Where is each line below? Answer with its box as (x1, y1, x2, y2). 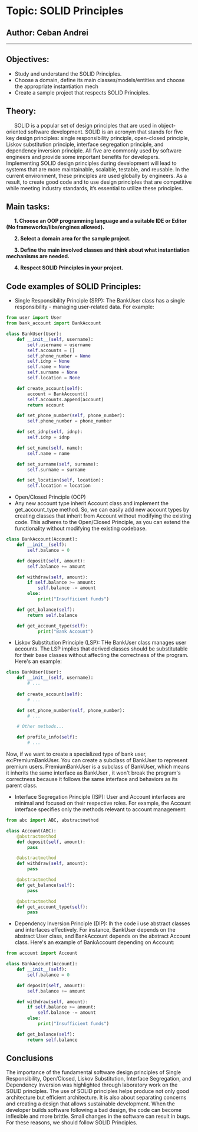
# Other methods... (16, 724, 65, 730)
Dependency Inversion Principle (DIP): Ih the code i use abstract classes (14, 920, 190, 927)
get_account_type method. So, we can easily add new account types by (14, 506, 190, 513)
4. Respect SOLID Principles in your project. (14, 264, 124, 271)
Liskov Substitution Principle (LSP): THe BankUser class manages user (14, 639, 187, 646)
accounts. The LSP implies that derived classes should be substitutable (14, 645, 188, 652)
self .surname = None (27, 369, 78, 376)
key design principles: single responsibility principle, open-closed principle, (6, 134, 190, 141)
